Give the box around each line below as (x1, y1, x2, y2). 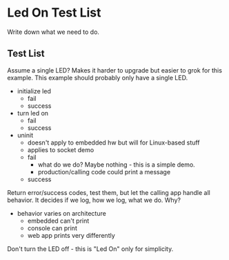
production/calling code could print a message (37, 167, 171, 176)
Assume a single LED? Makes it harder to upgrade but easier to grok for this (7, 66, 223, 74)
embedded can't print (27, 216, 90, 225)
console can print (27, 223, 77, 232)
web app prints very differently (27, 231, 115, 239)
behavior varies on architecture (17, 209, 107, 217)
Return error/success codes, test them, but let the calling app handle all (7, 188, 210, 196)
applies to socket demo (27, 145, 94, 154)
